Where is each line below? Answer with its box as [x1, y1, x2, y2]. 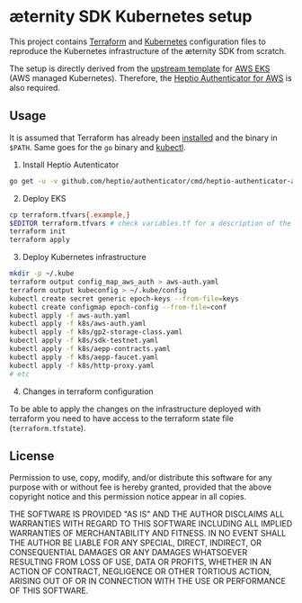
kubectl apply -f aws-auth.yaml [9, 310, 130, 320]
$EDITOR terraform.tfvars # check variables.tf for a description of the [9, 219, 292, 228]
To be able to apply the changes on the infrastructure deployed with [9, 403, 262, 414]
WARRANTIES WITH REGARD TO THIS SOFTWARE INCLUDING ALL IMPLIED [9, 518, 293, 529]
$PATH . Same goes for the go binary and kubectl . [9, 141, 186, 152]
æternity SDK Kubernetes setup [9, 6, 253, 27]
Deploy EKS [22, 193, 67, 203]
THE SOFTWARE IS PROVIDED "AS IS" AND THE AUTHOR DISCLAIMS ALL [9, 508, 285, 519]
